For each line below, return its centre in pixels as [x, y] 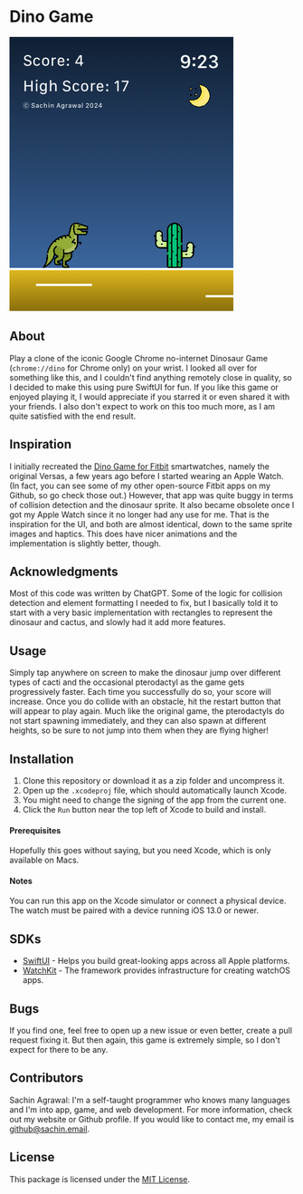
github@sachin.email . [50, 1129]
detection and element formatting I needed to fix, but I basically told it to [144, 603]
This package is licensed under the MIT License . [99, 1179]
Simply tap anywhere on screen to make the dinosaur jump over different [145, 673]
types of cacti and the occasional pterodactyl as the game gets [127, 682]
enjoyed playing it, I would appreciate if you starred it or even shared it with [150, 397]
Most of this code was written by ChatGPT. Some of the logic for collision [146, 593]
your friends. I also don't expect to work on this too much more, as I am [142, 406]
